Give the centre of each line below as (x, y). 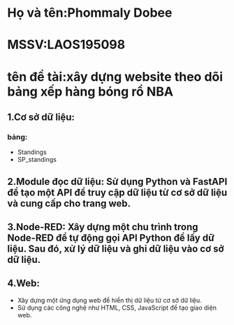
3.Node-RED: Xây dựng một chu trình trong (103, 227)
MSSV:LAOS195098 (66, 45)
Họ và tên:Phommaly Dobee (90, 13)
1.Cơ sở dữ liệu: (41, 117)
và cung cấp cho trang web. (69, 203)
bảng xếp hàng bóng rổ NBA (90, 91)
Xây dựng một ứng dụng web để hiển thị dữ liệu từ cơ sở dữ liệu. (110, 300)
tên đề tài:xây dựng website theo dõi (115, 76)
